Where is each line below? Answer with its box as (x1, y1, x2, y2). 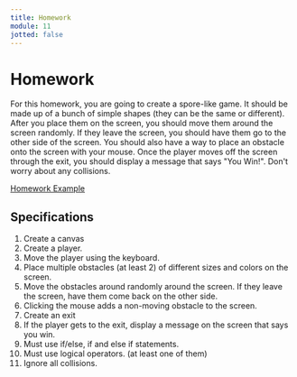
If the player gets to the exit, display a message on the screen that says (23, 319, 289, 330)
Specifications (10, 209, 94, 225)
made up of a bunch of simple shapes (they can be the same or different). (10, 108, 285, 119)
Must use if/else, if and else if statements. (23, 339, 180, 350)
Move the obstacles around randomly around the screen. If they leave (23, 281, 283, 292)
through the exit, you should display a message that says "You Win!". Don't (10, 156, 288, 167)
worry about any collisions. (10, 166, 111, 177)
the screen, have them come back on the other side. (23, 290, 218, 302)
